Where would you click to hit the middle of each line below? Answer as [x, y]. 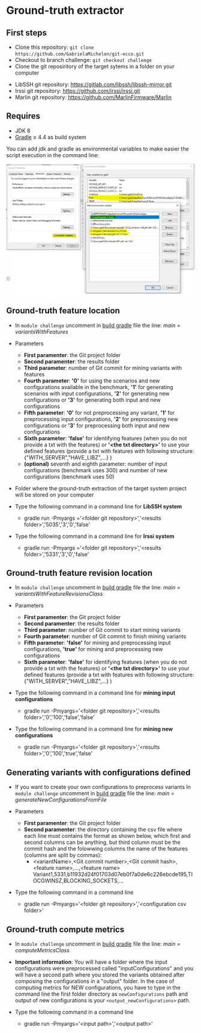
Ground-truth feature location [63, 311]
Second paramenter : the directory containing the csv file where [103, 829]
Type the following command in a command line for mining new [94, 729]
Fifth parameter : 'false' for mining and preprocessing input [97, 643]
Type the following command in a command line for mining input [95, 693]
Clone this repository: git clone [54, 47]
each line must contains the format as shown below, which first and [107, 836]
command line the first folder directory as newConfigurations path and [101, 994]
